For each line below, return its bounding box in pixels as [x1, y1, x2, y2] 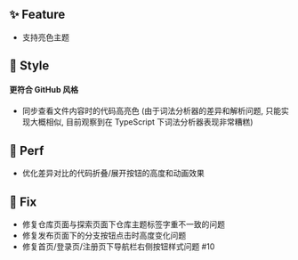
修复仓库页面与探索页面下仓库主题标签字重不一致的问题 [21, 219, 225, 230]
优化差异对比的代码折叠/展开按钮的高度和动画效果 [21, 168, 205, 179]
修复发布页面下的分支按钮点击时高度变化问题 [21, 231, 187, 241]
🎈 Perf [9, 142, 44, 158]
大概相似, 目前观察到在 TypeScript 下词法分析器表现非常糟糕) [29, 117, 254, 127]
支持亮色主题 [21, 31, 69, 43]
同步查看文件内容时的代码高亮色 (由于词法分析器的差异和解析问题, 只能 [21, 106, 282, 117]
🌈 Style [9, 58, 50, 74]
